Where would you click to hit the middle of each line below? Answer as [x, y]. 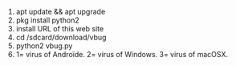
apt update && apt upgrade [61, 12]
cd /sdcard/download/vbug [61, 37]
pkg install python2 [47, 20]
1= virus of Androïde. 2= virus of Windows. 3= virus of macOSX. [122, 54]
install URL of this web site [60, 29]
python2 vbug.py [44, 46]
